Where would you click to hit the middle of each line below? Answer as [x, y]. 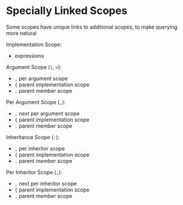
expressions [29, 55]
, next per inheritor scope [46, 183]
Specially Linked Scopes [67, 11]
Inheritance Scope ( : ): [33, 137]
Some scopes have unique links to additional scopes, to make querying [92, 27]
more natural [21, 33]
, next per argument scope [47, 113]
